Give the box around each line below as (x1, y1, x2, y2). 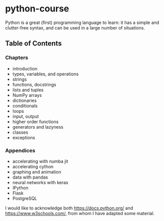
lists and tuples (12, 87, 44, 93)
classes (12, 129, 28, 135)
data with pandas (12, 174, 48, 180)
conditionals (12, 103, 38, 109)
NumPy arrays (12, 92, 42, 98)
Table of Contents (5, 39, 62, 48)
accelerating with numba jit (12, 158, 68, 164)
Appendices (5, 147, 36, 154)
